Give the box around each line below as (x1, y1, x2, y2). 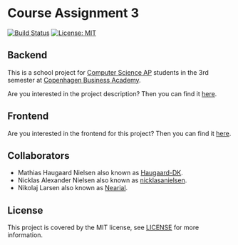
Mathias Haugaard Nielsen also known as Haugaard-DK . (17, 169, 183, 177)
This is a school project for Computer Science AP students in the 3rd (7, 68, 209, 76)
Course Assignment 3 (7, 5, 139, 21)
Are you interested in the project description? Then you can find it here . (7, 89, 217, 98)
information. (7, 231, 43, 239)
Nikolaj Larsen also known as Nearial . (17, 184, 128, 192)
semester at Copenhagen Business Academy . (7, 75, 141, 84)
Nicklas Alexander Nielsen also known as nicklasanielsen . (17, 176, 187, 184)
